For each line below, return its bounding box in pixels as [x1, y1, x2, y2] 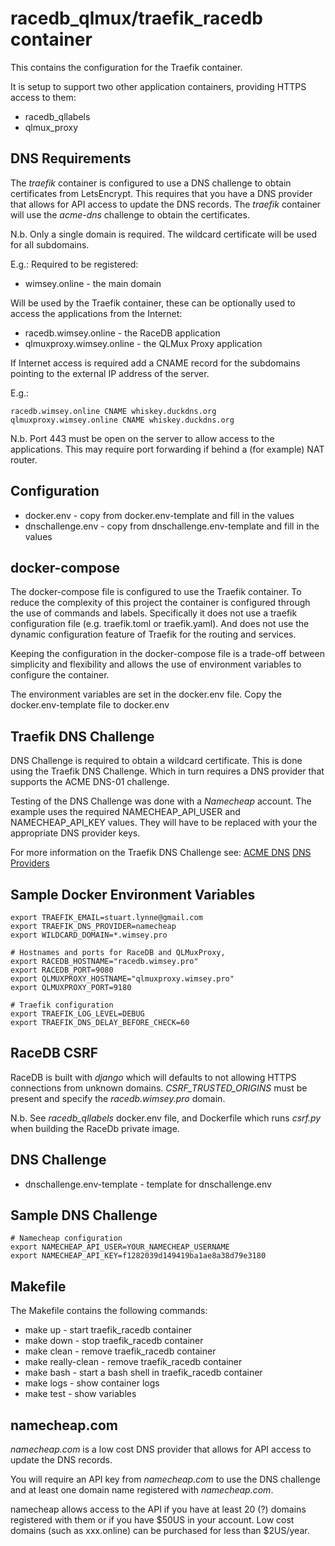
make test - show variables [24, 1388, 137, 1400]
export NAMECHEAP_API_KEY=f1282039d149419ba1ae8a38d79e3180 [10, 1251, 267, 1261]
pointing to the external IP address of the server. [10, 367, 210, 379]
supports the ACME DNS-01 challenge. [10, 776, 170, 788]
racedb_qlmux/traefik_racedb [10, 7, 263, 30]
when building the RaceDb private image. [10, 1122, 180, 1134]
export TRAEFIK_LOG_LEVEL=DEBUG [10, 1009, 145, 1019]
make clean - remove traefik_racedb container [24, 1345, 217, 1357]
